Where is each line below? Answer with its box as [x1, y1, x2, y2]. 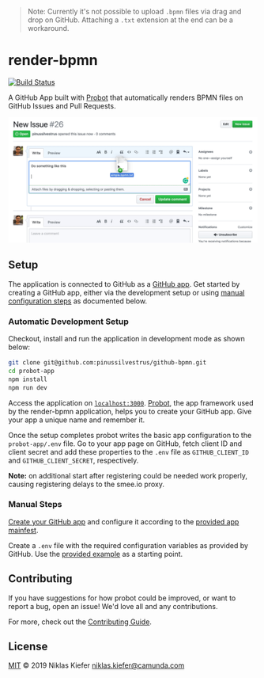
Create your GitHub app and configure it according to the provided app [8, 516, 239, 526]
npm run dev [8, 383, 47, 391]
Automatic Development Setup [8, 316, 129, 327]
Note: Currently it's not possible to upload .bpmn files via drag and [27, 7, 242, 16]
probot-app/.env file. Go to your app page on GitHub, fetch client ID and [8, 439, 243, 448]
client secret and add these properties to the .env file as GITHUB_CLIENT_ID [8, 447, 249, 456]
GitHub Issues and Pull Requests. [8, 101, 116, 110]
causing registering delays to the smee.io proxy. [8, 479, 164, 489]
